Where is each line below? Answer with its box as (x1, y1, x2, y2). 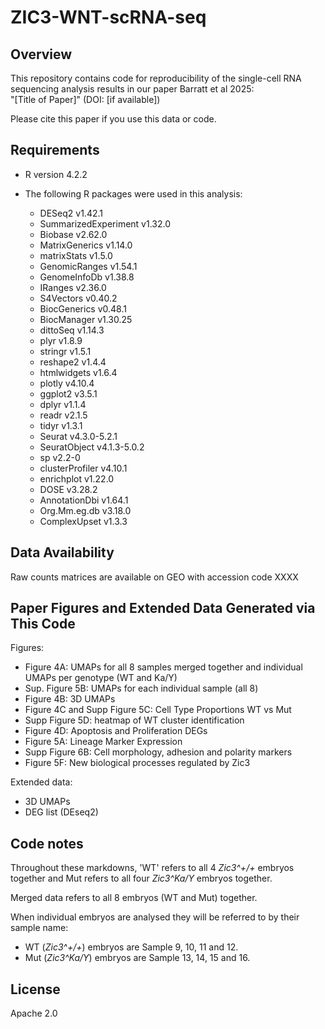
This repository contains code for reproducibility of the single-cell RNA (10, 72, 302, 84)
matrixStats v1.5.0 (39, 249, 113, 261)
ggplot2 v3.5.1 (39, 387, 98, 400)
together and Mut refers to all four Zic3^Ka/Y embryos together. (10, 872, 273, 885)
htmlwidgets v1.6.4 (39, 366, 118, 378)
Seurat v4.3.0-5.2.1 (39, 430, 118, 442)
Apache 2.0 (10, 1007, 58, 1020)
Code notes (10, 835, 84, 852)
